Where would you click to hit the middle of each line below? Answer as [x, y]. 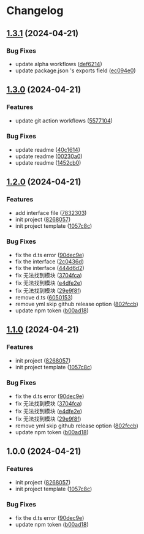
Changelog [35, 11]
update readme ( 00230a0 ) [49, 156]
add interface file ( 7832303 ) [51, 212]
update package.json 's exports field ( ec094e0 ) [75, 70]
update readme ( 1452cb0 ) [48, 162]
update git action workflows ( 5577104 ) [64, 121]
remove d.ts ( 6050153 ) [44, 297]
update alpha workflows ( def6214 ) [59, 64]
